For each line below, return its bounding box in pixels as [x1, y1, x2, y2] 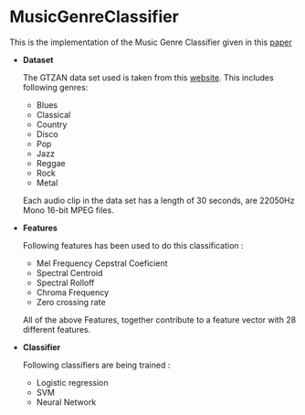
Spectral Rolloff [36, 277, 95, 288]
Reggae [36, 157, 66, 168]
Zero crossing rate [36, 296, 107, 307]
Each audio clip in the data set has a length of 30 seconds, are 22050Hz [22, 195, 295, 206]
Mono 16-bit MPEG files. [22, 204, 114, 216]
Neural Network [36, 396, 97, 408]
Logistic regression [36, 377, 109, 388]
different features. [22, 324, 91, 335]
